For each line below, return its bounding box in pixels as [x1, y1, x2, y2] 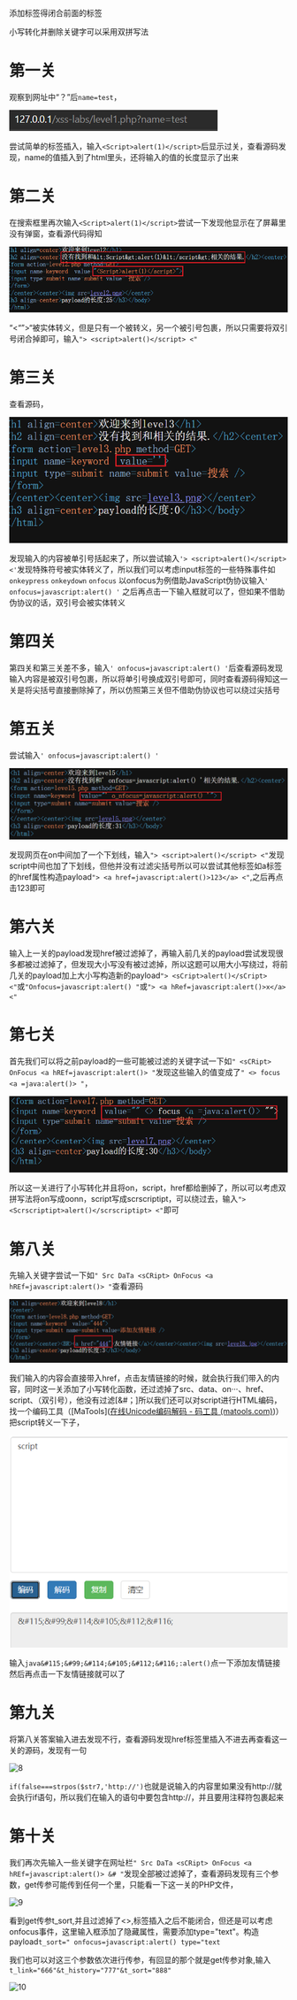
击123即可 [9, 883, 46, 894]
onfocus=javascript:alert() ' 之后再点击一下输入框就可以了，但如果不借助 [9, 586, 286, 596]
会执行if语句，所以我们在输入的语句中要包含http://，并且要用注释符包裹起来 [9, 1792, 285, 1803]
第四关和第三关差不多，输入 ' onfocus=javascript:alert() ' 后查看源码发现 [9, 662, 283, 673]
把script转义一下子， [9, 1417, 85, 1427]
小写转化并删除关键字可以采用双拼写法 [9, 27, 148, 37]
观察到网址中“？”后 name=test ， [9, 91, 122, 102]
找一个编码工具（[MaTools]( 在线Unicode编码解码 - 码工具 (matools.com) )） [9, 1405, 284, 1416]
